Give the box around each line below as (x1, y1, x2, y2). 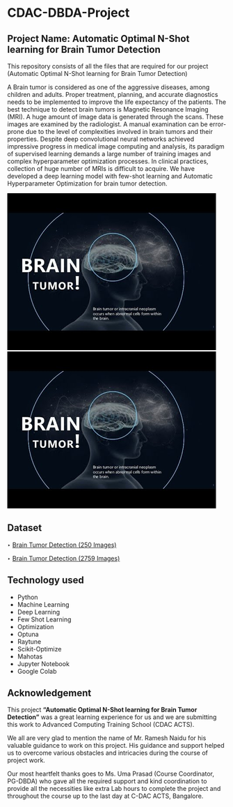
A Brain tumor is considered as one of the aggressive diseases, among (7, 83, 210, 91)
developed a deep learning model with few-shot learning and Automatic (7, 172, 214, 180)
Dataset (7, 522, 42, 534)
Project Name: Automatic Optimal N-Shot (7, 33, 190, 45)
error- (209, 120, 227, 128)
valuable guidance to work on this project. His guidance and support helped (7, 741, 225, 750)
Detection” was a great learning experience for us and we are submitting (7, 713, 217, 721)
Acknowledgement (7, 687, 92, 699)
